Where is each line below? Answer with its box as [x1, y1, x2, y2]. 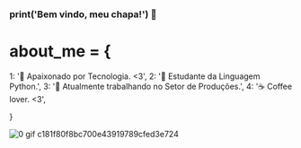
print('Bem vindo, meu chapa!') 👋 [9, 8, 157, 21]
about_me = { [9, 41, 111, 62]
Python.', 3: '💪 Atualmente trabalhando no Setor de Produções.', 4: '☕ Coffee [9, 81, 293, 91]
